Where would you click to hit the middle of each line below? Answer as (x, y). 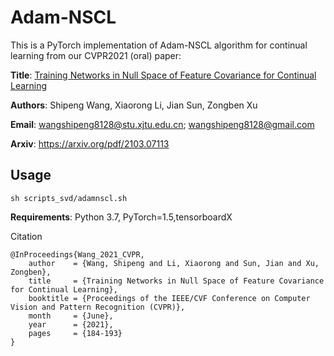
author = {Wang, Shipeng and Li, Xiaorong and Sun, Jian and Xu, (174, 263)
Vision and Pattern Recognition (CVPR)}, (98, 307)
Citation (26, 236)
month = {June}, (71, 316)
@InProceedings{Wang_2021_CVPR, (77, 254)
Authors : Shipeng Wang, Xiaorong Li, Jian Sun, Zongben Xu (134, 105)
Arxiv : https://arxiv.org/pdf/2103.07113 (90, 143)
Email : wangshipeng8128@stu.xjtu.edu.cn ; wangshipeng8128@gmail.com (162, 124)
